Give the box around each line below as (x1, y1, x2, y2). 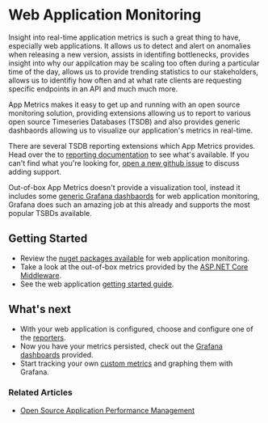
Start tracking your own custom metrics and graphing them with (19, 358, 233, 368)
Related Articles (8, 387, 73, 398)
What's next (8, 302, 71, 316)
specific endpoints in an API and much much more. (8, 83, 178, 94)
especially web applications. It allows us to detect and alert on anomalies (8, 40, 251, 50)
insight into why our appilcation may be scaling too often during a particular (8, 58, 260, 68)
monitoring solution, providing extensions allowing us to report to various (8, 108, 252, 118)
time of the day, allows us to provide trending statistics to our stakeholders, (8, 66, 258, 76)
